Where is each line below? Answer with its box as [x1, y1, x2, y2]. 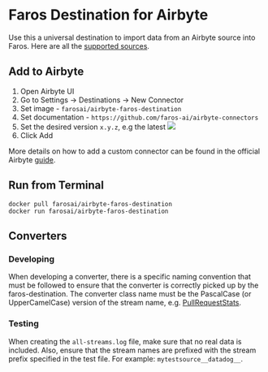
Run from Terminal [8, 179, 104, 192]
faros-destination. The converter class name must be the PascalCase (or [8, 289, 252, 299]
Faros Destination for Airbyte [8, 6, 209, 24]
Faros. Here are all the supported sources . [8, 41, 150, 50]
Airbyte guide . [8, 154, 56, 164]
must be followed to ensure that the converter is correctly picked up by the [8, 280, 259, 290]
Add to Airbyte [8, 65, 84, 79]
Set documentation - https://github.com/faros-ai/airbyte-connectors [19, 112, 259, 122]
